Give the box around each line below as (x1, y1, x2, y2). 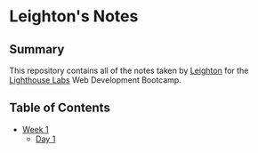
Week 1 (21, 124, 49, 134)
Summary (9, 42, 65, 57)
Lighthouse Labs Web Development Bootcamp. (9, 75, 182, 85)
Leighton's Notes (9, 6, 139, 27)
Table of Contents (9, 101, 111, 116)
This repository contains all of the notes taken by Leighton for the (9, 65, 249, 76)
